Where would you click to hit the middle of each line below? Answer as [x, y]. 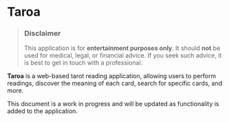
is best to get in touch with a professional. [83, 63]
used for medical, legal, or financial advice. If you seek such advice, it [123, 56]
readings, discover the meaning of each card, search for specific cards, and [115, 84]
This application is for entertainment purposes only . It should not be [122, 48]
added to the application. [42, 111]
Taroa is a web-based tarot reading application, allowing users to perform [112, 76]
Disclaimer [42, 34]
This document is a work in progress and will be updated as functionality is [113, 104]
